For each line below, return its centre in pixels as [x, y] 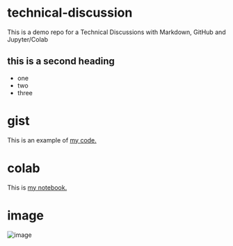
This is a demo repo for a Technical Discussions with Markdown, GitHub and [116, 32]
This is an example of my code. [52, 140]
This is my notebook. [37, 187]
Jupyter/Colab [28, 39]
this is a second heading [61, 61]
